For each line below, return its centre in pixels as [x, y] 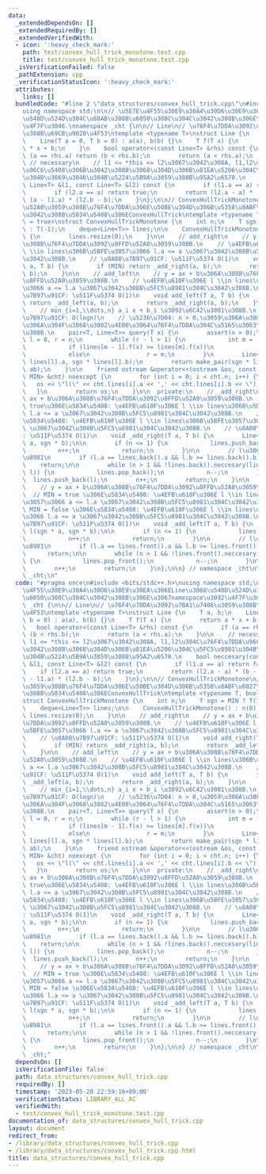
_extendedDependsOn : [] [54, 23]
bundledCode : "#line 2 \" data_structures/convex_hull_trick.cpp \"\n [131, 104]
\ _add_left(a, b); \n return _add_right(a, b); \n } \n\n [134, 782]
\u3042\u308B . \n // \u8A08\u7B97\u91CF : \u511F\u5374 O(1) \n [131, 258]
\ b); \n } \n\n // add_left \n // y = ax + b [111, 273]
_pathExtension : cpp [49, 75]
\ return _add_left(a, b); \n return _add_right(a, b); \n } [140, 303]
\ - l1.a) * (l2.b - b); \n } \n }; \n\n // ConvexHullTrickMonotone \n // [143, 679]
